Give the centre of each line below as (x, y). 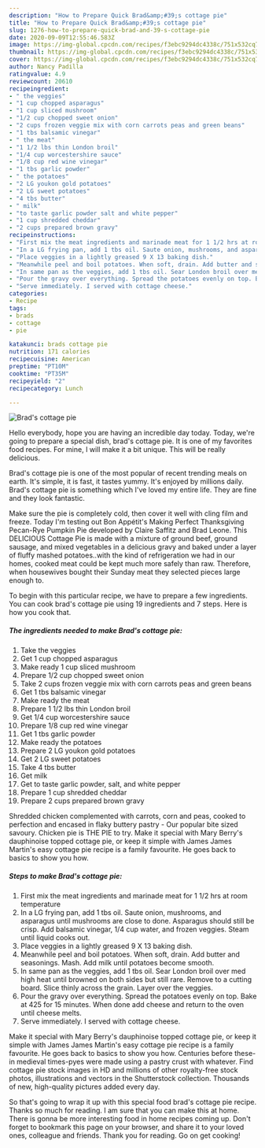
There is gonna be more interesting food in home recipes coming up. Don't (130, 1119)
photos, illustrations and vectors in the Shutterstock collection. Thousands (129, 1079)
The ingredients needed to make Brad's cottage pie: (96, 630)
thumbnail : (27, 52)
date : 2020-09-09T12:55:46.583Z (62, 37)
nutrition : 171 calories (50, 352)
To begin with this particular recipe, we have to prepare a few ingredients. (129, 596)
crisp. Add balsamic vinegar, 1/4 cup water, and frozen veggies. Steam (135, 929)
